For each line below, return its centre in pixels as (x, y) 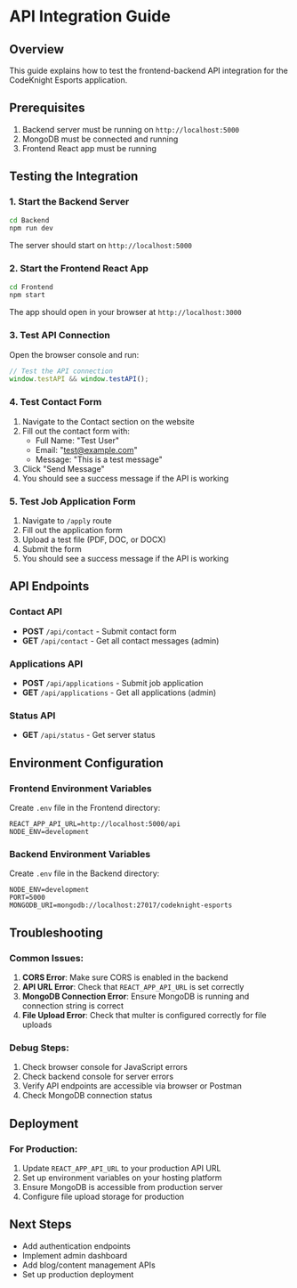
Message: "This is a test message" (99, 459)
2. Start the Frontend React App (79, 269)
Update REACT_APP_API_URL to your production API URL (121, 1168)
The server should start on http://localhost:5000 (101, 246)
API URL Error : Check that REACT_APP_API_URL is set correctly (133, 986)
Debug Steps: (39, 1048)
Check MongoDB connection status (87, 1096)
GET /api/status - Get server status (88, 735)
